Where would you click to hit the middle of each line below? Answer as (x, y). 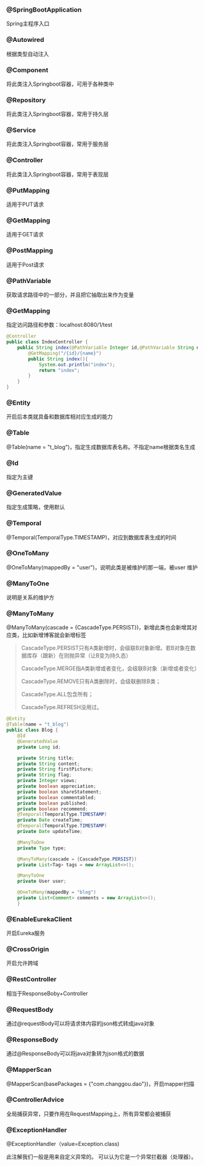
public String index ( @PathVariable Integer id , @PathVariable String (106, 348)
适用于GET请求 (25, 235)
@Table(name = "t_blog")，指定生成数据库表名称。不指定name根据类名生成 (101, 447)
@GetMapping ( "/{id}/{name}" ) (65, 353)
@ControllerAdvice (35, 1100)
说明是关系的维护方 (30, 597)
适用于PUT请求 (25, 204)
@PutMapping (28, 190)
